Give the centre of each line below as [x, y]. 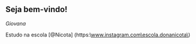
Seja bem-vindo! [37, 10]
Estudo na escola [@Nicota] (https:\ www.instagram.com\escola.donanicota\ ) [98, 35]
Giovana [16, 23]
